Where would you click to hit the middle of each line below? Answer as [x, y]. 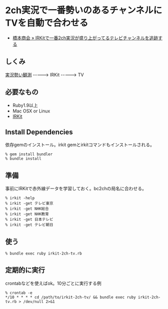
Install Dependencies [39, 132]
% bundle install [23, 159]
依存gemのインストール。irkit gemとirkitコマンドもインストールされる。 [80, 145]
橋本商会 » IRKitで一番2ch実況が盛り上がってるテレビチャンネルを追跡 [85, 38]
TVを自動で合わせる [47, 23]
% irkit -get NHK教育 [27, 214]
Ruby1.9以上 [25, 105]
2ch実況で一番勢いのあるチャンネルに [84, 10]
